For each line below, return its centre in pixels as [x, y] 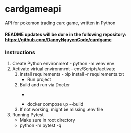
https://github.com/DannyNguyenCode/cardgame [58, 40]
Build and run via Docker [45, 84]
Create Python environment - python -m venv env [63, 63]
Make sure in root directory [47, 120]
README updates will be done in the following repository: [66, 34]
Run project [39, 79]
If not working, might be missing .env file [61, 109]
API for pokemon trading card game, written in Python [60, 23]
